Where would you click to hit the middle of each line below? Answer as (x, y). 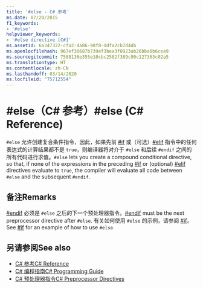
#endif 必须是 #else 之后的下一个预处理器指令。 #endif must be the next (95, 213)
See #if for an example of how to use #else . (60, 227)
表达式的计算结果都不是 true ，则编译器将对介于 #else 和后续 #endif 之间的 (99, 149)
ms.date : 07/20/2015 (32, 18)
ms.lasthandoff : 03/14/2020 (42, 74)
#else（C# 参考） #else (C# (75, 111)
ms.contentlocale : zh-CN (37, 68)
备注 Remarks (31, 197)
